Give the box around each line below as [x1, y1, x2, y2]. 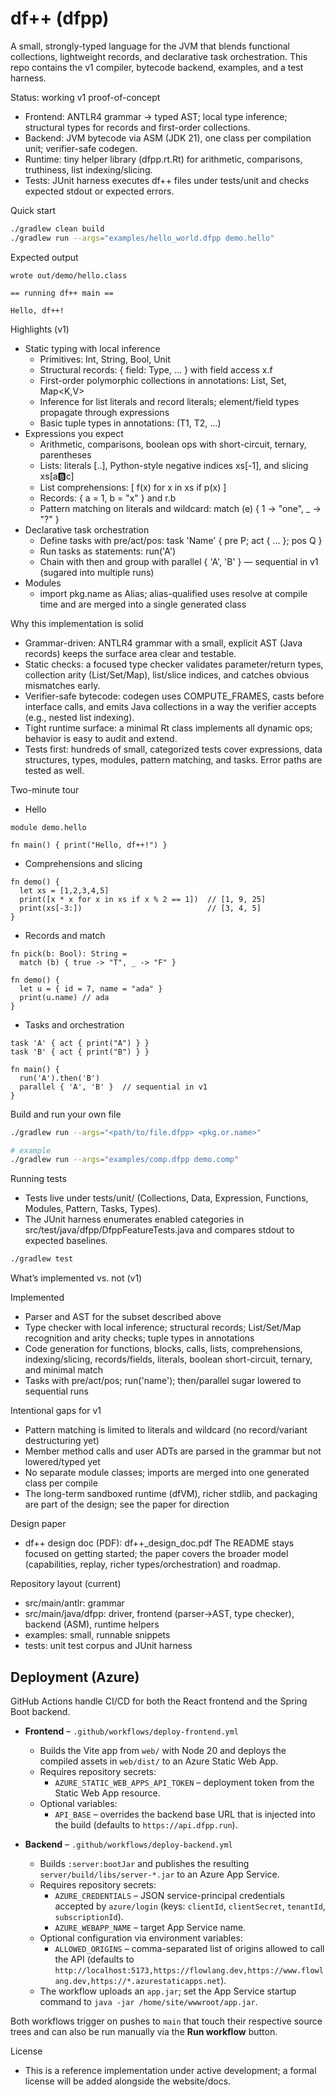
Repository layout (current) [10, 1578, 122, 1590]
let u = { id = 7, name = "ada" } [19, 983, 163, 994]
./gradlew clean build [10, 223, 105, 234]
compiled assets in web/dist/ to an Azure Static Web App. [39, 1755, 279, 1767]
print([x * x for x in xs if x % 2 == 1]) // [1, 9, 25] [19, 894, 267, 904]
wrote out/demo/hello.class [10, 270, 128, 281]
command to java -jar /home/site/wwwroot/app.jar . [39, 1996, 258, 2007]
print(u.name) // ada [19, 992, 110, 1002]
